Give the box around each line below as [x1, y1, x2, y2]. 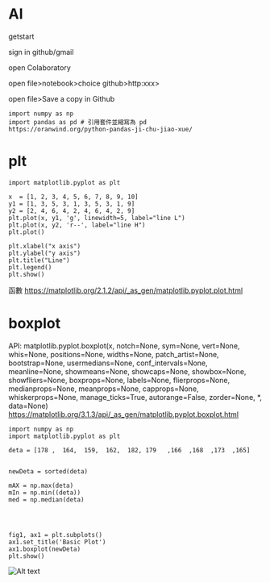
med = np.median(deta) [8, 495, 85, 504]
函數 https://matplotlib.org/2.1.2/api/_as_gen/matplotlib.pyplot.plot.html [8, 285, 243, 295]
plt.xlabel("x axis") [8, 242, 81, 250]
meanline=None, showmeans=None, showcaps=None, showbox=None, [8, 366, 247, 376]
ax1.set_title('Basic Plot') [8, 538, 106, 546]
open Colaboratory [8, 62, 71, 73]
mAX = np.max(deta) [8, 481, 74, 489]
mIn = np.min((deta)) [8, 489, 81, 497]
